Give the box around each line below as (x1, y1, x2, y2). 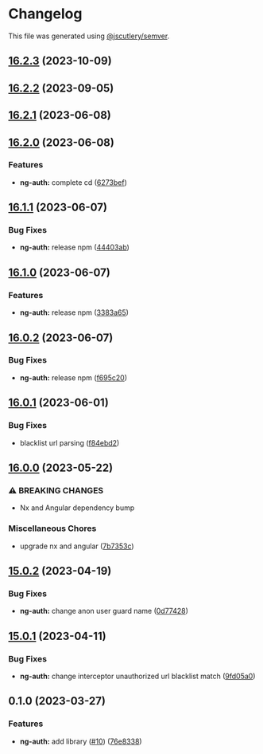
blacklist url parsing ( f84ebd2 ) (19, 438, 120, 447)
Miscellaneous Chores (8, 523, 97, 534)
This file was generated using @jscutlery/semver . (8, 31, 170, 41)
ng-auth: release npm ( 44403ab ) (19, 242, 130, 252)
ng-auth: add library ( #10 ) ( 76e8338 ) (19, 736, 142, 746)
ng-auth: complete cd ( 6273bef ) (19, 177, 127, 187)
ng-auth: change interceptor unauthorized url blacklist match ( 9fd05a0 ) (19, 671, 256, 681)
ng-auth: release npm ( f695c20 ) (19, 372, 127, 383)
